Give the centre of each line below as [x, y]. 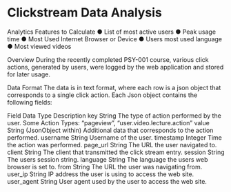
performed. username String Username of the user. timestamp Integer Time [114, 137]
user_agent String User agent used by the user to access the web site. [107, 181]
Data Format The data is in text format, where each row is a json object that [114, 87]
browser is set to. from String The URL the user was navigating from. [105, 167]
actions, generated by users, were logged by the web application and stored [115, 67]
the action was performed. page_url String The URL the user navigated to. [112, 145]
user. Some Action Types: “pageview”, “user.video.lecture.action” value [109, 122]
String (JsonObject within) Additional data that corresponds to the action [110, 130]
